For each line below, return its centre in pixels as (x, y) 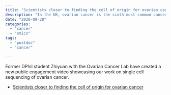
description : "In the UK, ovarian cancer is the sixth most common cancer (86, 15)
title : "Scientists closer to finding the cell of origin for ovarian (82, 10)
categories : (18, 24)
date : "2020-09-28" (26, 19)
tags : (11, 38)
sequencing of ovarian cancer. (37, 77)
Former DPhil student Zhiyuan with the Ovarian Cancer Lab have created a (83, 66)
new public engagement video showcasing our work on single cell (75, 72)
